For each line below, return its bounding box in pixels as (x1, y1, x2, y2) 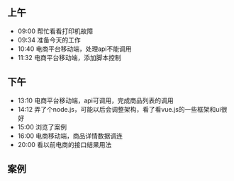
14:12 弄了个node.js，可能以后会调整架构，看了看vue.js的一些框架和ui (17, 105, 221, 113)
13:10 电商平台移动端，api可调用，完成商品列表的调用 (17, 96, 174, 105)
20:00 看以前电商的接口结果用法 (17, 140, 112, 148)
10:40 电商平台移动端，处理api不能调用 (17, 45, 132, 53)
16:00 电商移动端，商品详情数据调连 (17, 132, 123, 140)
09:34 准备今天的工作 (17, 35, 81, 44)
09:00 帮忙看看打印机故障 (17, 27, 94, 35)
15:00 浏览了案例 (17, 122, 67, 131)
